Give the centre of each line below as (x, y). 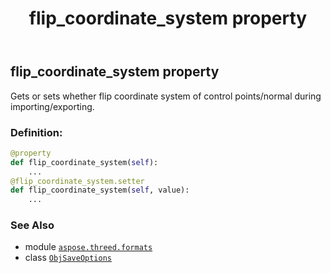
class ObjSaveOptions (68, 258)
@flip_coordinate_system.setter (77, 181)
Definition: (36, 132)
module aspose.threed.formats (88, 247)
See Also (32, 225)
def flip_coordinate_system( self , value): (100, 190)
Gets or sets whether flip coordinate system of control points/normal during (166, 96)
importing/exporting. (52, 106)
